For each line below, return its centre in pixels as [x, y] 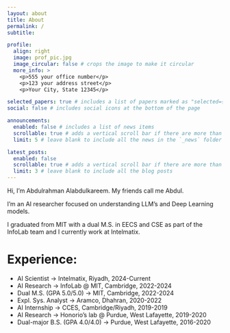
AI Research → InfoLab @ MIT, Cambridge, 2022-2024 [94, 286]
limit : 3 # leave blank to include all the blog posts [93, 171]
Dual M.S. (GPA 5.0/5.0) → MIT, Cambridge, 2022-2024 [95, 293]
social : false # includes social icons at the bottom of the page [104, 108]
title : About [26, 20]
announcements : [29, 121]
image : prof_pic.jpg [42, 58]
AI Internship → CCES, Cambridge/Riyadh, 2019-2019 [92, 307]
